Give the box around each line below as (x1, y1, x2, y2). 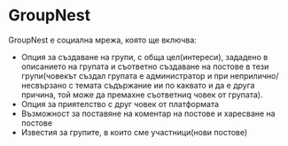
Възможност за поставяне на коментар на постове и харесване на (20, 108, 276, 119)
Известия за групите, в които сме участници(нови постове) (20, 127, 248, 137)
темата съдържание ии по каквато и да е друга (74, 80, 255, 90)
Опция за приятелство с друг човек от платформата (20, 98, 219, 109)
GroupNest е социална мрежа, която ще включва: (8, 35, 197, 45)
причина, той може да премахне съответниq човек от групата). (20, 89, 263, 100)
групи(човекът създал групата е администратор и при (20, 70, 229, 81)
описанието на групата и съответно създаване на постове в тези (20, 61, 269, 72)
